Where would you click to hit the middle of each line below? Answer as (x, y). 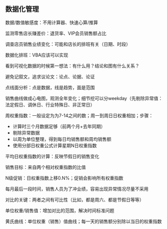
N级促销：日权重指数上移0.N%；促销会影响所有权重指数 (64, 178)
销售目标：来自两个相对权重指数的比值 (45, 167)
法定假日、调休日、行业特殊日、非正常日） (50, 105)
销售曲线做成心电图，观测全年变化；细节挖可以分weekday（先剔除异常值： (84, 98)
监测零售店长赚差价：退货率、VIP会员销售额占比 (56, 33)
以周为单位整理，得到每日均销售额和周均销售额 (62, 139)
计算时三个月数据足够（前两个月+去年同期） (59, 126)
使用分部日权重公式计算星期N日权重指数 (55, 145)
